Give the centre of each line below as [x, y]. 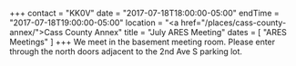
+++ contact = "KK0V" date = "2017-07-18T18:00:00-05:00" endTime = [144, 13]
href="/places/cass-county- [234, 23]
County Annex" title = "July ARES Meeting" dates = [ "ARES [176, 32]
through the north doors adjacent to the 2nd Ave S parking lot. [126, 52]
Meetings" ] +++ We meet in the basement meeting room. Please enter [143, 42]
